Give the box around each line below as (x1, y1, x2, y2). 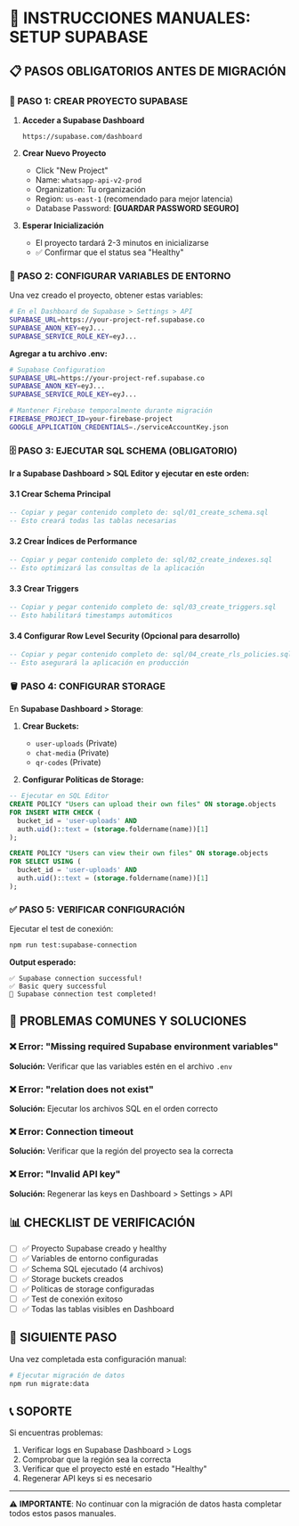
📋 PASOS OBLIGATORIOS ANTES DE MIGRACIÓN (9, 63, 287, 78)
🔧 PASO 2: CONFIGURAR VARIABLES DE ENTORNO (9, 269, 231, 282)
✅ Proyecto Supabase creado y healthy (21, 1243, 167, 1254)
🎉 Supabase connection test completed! (9, 990, 158, 999)
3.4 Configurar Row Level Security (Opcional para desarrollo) (9, 630, 240, 641)
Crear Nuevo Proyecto (21, 147, 107, 159)
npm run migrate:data (9, 1379, 90, 1388)
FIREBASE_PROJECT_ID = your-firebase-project (9, 414, 174, 424)
